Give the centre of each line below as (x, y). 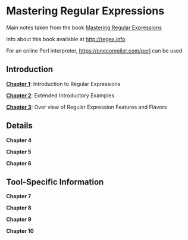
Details (19, 126)
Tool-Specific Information (55, 182)
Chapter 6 (19, 163)
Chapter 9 (19, 220)
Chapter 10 (20, 231)
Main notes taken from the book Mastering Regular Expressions (84, 27)
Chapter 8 (19, 208)
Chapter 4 (19, 140)
